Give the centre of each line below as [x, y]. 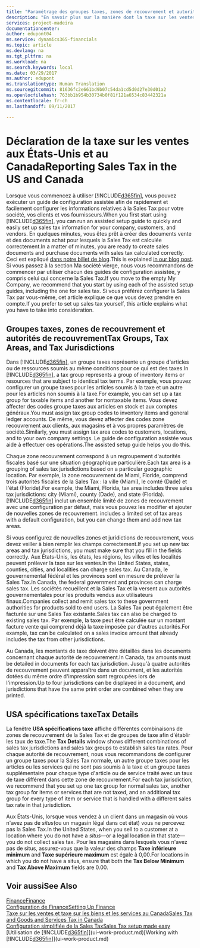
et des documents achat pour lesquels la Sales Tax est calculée [84, 240]
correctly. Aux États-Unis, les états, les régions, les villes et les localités [94, 557]
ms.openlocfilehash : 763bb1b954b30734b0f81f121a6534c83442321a [86, 95]
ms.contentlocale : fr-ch [37, 100]
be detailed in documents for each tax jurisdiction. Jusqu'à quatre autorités [98, 664]
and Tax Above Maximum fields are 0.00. [57, 867]
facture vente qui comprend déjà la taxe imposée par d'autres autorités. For [98, 627]
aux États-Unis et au [57, 154]
